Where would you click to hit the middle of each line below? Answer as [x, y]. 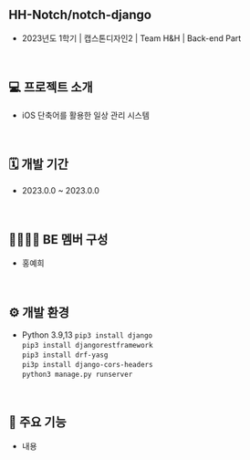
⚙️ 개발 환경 [39, 313]
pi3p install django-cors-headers [87, 365]
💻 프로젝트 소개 [51, 87]
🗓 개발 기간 [39, 165]
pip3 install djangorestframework [87, 346]
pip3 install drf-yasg [65, 355]
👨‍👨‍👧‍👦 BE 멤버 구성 [58, 240]
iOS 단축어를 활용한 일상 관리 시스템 [85, 115]
